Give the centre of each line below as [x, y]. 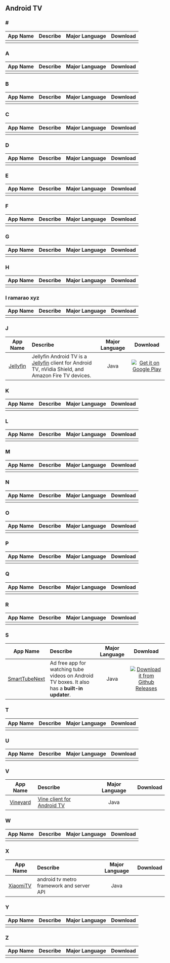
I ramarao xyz [22, 297]
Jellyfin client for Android [62, 362]
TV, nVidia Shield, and [58, 369]
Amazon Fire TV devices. [62, 375]
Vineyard [20, 803]
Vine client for [54, 799]
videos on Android [72, 676]
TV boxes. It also [70, 682]
